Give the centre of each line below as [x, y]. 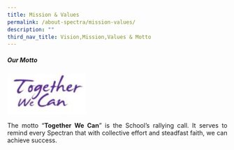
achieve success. [32, 140]
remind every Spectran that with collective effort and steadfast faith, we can [117, 133]
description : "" [31, 29]
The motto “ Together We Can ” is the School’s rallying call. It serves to [117, 125]
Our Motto [22, 60]
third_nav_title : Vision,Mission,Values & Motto [79, 37]
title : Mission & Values [43, 15]
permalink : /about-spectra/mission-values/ [72, 22]
